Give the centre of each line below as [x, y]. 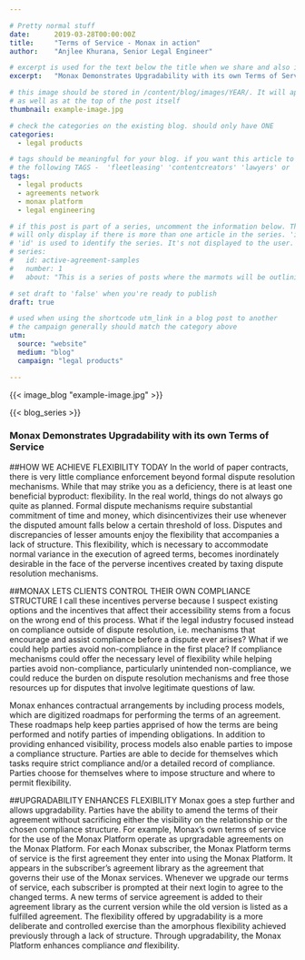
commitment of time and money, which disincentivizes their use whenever [148, 515]
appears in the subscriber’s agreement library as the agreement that [137, 868]
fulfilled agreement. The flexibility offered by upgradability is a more [136, 916]
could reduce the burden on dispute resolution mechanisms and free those [149, 678]
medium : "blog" [46, 352]
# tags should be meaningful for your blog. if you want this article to [152, 159]
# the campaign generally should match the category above [123, 327]
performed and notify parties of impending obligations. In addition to [138, 734]
